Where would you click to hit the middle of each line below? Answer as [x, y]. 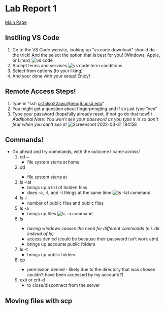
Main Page [16, 22]
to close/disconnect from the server [63, 285]
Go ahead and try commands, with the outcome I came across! [76, 152]
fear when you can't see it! [39, 124]
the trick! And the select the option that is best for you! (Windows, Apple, [86, 55]
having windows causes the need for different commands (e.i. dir [93, 229]
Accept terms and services [40, 65]
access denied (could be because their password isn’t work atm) [93, 239]
